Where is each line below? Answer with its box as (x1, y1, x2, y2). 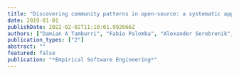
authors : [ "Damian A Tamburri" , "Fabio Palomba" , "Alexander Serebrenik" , (7, 30, 234, 37)
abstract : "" (7, 43, 46, 50)
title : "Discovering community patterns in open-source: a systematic (7, 10, 221, 18)
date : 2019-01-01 (7, 17, 59, 24)
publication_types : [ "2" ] (7, 37, 84, 44)
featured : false (7, 50, 55, 57)
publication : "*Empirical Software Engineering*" (7, 56, 158, 63)
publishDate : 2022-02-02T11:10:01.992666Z (7, 23, 135, 30)
